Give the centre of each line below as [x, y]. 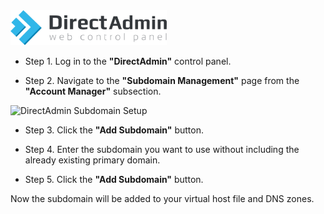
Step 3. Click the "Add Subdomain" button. [114, 130]
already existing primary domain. [92, 160]
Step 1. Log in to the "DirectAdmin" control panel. [128, 61]
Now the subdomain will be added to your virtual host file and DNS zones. [162, 199]
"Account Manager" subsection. [93, 91]
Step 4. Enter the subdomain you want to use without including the [162, 150]
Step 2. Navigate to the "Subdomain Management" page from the [162, 81]
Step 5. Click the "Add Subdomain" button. [114, 180]
